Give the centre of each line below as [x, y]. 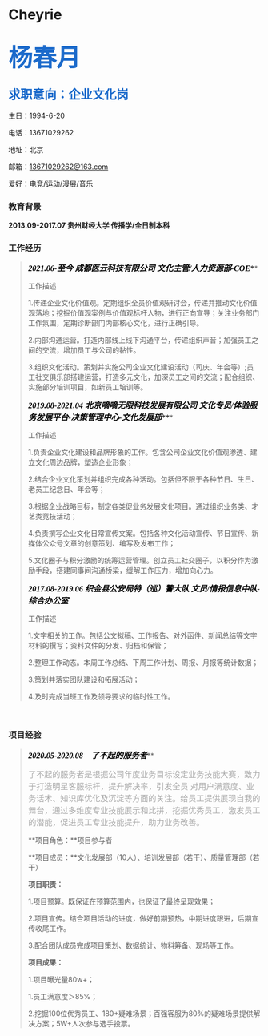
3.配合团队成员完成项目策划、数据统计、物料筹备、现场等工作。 [133, 945]
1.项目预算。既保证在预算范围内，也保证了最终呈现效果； [122, 901]
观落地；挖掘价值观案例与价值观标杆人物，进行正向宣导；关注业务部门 [144, 313]
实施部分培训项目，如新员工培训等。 [88, 387]
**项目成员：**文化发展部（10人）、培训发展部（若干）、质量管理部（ [140, 857]
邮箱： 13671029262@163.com [58, 167]
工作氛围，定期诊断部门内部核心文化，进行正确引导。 [116, 323]
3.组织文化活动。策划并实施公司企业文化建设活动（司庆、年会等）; [137, 367]
